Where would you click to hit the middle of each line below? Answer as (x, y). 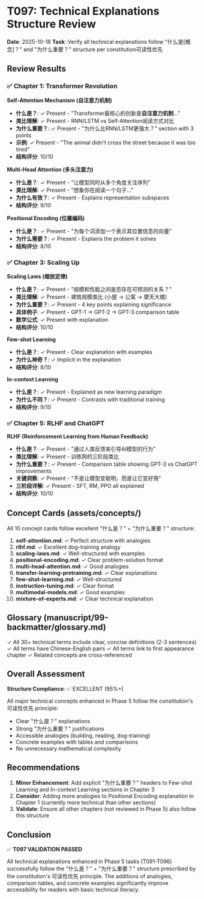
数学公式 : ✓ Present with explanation (62, 319)
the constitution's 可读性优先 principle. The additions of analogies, (90, 876)
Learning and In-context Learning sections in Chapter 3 (85, 790)
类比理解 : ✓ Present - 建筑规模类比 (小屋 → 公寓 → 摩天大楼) (91, 297)
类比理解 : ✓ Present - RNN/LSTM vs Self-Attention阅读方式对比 (95, 120)
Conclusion (29, 835)
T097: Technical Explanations (83, 11)
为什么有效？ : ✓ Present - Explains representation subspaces (92, 197)
